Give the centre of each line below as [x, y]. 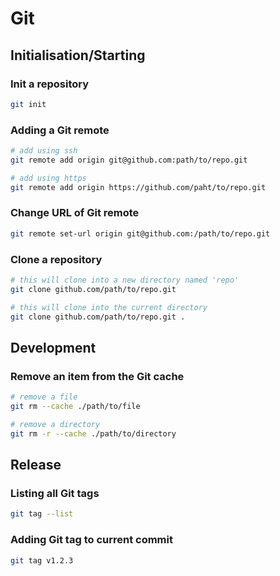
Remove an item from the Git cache [97, 376]
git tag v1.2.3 [42, 560]
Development [53, 347]
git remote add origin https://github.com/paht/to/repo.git [138, 187]
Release [36, 465]
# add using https [48, 178]
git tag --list [42, 514]
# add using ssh [44, 151]
